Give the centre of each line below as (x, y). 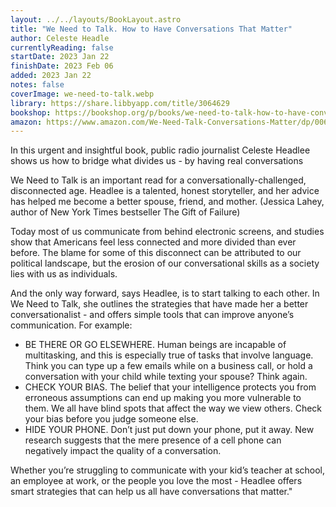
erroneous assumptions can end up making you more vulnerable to (163, 398)
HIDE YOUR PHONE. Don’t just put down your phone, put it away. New (169, 430)
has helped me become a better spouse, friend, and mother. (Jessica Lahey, (167, 202)
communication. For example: (71, 325)
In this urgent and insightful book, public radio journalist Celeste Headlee (160, 150)
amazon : (26, 122)
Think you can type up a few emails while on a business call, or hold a (168, 366)
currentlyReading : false (62, 47)
